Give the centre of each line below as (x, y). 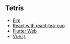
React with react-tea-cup (39, 25)
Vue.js (19, 36)
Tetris (15, 8)
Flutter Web (24, 31)
